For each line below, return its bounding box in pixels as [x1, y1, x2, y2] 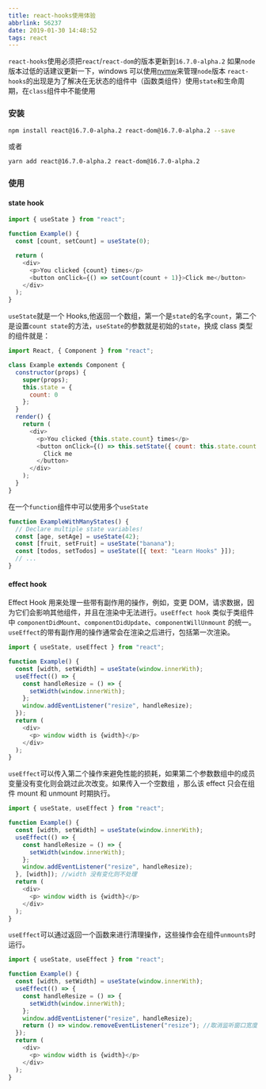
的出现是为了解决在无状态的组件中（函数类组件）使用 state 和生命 [25, 76, 238, 86]
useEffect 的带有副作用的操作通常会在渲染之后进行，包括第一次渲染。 [8, 627, 235, 637]
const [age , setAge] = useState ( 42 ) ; [15, 532, 140, 540]
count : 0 [28, 390, 59, 399]
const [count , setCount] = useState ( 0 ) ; [15, 237, 150, 246]
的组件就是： [8, 331, 50, 341]
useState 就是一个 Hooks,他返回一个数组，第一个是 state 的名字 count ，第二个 [8, 311, 257, 321]
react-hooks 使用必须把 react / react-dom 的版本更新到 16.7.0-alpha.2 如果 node [8, 56, 256, 66]
